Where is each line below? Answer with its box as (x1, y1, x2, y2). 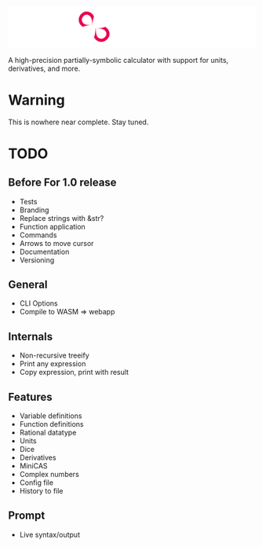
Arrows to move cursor (19, 238, 94, 248)
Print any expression (19, 359, 86, 369)
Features (8, 390, 53, 403)
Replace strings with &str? (19, 213, 104, 222)
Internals (8, 329, 53, 343)
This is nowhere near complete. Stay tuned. (8, 117, 149, 127)
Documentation (19, 247, 70, 256)
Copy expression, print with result (19, 368, 129, 377)
